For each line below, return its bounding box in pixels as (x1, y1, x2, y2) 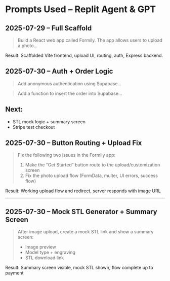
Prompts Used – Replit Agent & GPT (5, 4, 156, 15)
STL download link (25, 255, 64, 261)
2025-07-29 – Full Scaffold (5, 24, 92, 32)
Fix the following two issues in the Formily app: (17, 152, 116, 158)
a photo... (17, 43, 38, 49)
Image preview (25, 244, 57, 250)
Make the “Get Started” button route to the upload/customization (25, 162, 160, 168)
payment (5, 270, 24, 276)
